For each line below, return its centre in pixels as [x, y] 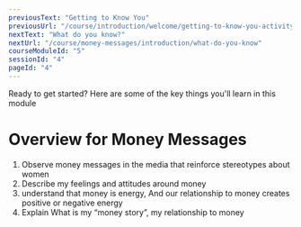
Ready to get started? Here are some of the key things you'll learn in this [142, 93]
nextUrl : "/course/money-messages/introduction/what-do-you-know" [135, 43]
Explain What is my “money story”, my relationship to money [133, 212]
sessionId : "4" [37, 59]
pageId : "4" [31, 68]
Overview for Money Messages [128, 140]
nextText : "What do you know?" [67, 34]
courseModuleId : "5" [47, 51]
